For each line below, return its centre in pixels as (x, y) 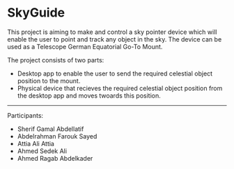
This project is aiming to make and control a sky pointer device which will (112, 32)
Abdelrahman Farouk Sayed (57, 136)
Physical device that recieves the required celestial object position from (120, 88)
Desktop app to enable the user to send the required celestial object (115, 73)
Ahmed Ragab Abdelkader (55, 158)
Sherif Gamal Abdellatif (50, 129)
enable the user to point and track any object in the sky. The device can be (115, 39)
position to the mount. (49, 80)
